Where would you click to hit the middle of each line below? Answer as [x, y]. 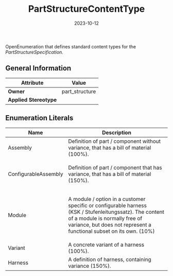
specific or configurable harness [107, 205]
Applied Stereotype [32, 100]
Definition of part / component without [115, 141]
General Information [38, 68]
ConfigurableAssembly [36, 174]
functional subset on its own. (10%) [112, 231]
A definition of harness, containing [110, 259]
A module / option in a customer [107, 199]
